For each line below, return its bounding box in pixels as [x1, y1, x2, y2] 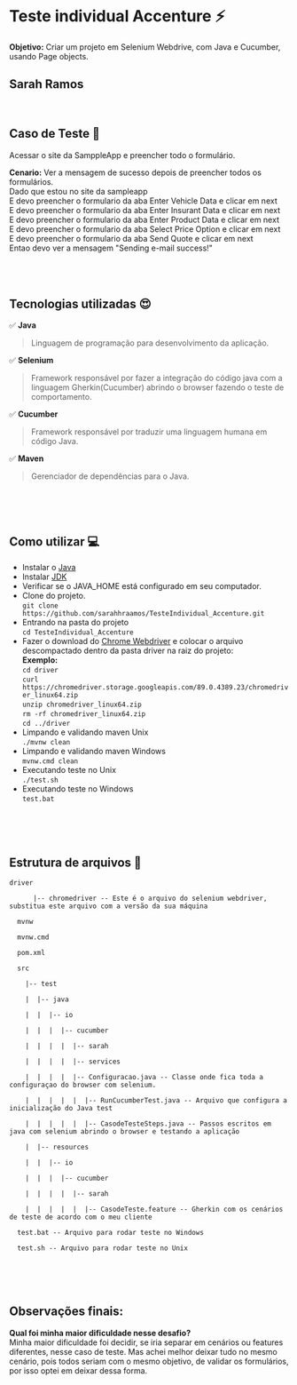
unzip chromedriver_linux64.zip [21, 700, 142, 710]
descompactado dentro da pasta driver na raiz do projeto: [21, 645, 234, 657]
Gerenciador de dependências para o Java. [30, 471, 190, 482]
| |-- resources [25, 1142, 90, 1151]
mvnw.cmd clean [21, 757, 79, 766]
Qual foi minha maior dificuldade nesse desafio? [9, 1327, 191, 1338]
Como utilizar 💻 [9, 534, 100, 549]
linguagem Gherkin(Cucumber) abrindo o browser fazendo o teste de [30, 382, 285, 393]
